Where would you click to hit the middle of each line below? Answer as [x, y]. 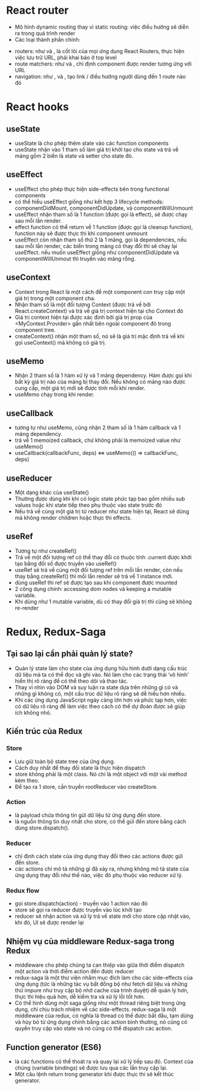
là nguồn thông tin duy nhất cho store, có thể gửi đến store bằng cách [100, 821]
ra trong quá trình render [45, 33]
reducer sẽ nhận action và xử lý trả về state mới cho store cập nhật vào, [103, 916]
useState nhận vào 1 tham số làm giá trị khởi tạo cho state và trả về [97, 149]
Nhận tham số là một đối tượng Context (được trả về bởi [83, 304]
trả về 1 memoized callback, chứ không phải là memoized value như [98, 440]
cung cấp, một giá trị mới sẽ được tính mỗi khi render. [80, 388]
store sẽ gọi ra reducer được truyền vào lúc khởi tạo [78, 910]
